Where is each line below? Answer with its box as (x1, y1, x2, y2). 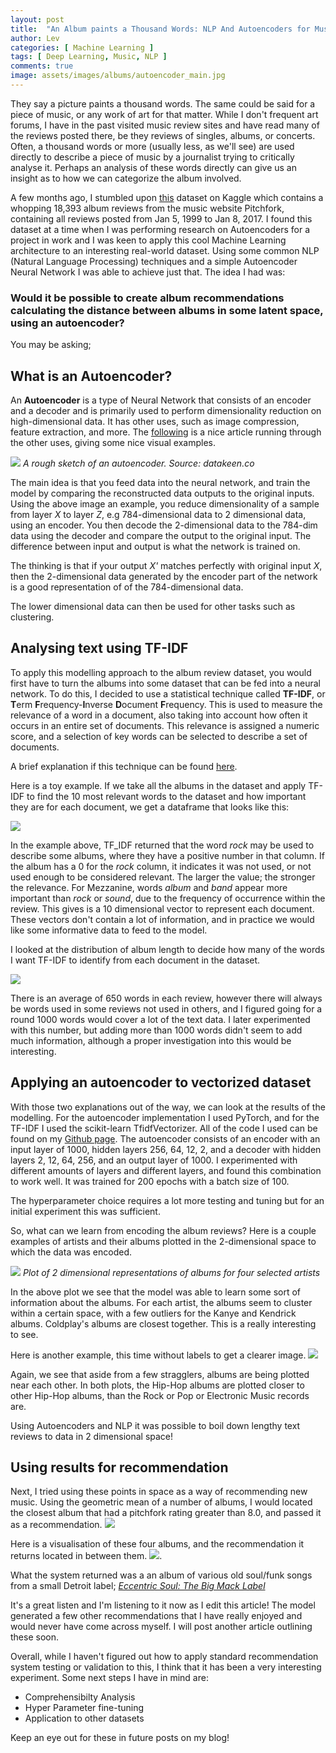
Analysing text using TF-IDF (10, 640, 189, 657)
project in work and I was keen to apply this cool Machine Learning (10, 234, 287, 246)
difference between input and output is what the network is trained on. (10, 540, 301, 552)
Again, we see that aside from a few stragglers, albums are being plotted (10, 1368, 310, 1380)
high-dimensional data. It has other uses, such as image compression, (10, 415, 300, 427)
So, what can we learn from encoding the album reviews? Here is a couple (10, 1224, 317, 1236)
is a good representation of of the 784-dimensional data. (10, 581, 244, 593)
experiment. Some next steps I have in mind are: (10, 1672, 209, 1684)
